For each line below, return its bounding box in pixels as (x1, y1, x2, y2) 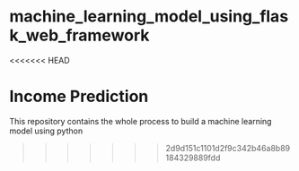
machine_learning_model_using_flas (9, 6, 289, 27)
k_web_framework (9, 25, 150, 46)
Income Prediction (9, 87, 149, 107)
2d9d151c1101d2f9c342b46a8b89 (165, 142, 291, 153)
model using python (9, 125, 84, 136)
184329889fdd (165, 152, 221, 163)
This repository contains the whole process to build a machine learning (9, 115, 272, 126)
